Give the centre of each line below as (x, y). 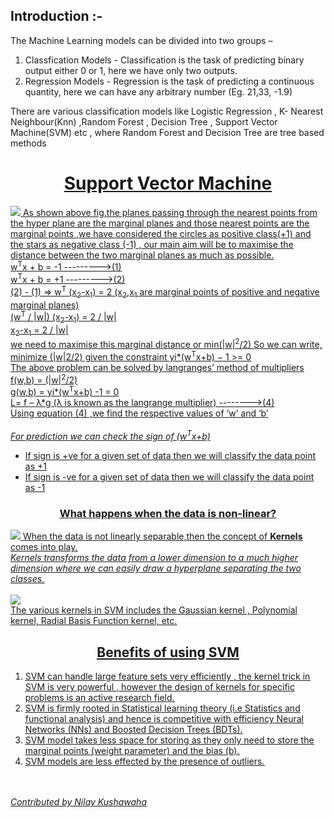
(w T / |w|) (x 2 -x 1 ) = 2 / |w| (63, 317)
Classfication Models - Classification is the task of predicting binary (164, 60)
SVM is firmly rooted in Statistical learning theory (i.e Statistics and (162, 708)
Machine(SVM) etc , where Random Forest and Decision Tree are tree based (167, 132)
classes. (27, 579)
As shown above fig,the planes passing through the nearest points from (170, 212)
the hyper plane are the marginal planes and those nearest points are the (160, 223)
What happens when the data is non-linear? (168, 513)
